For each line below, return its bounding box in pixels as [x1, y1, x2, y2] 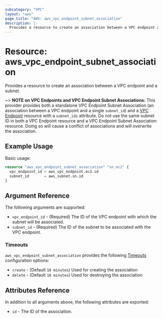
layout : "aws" [5, 12, 34, 17]
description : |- [5, 20, 38, 26]
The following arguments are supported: [5, 204, 86, 210]
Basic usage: [5, 155, 31, 161]
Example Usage [5, 142, 53, 151]
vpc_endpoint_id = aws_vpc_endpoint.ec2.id [9, 169, 98, 174]
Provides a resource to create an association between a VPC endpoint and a [5, 83, 158, 89]
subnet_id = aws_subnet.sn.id [9, 173, 83, 179]
